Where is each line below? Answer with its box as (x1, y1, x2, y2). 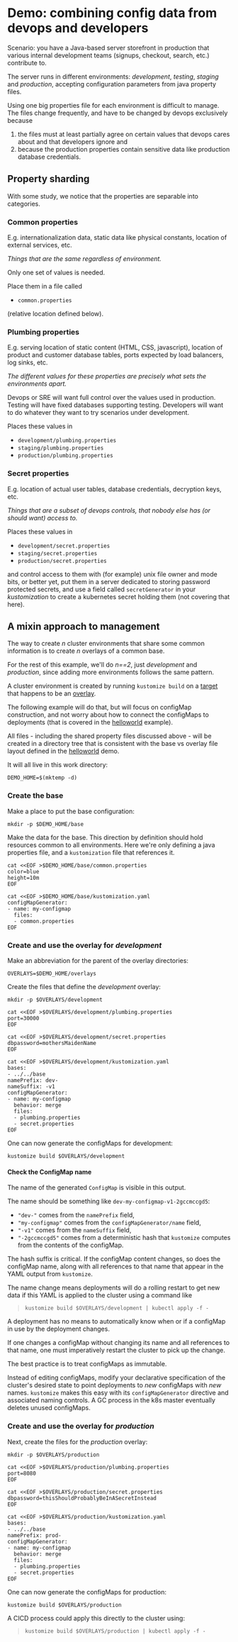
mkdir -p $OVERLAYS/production (7, 1451, 100, 1458)
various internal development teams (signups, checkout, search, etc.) (7, 51, 210, 60)
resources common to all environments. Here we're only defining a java (7, 840, 215, 849)
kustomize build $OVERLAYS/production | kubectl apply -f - (24, 1627, 206, 1635)
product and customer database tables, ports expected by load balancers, (7, 351, 225, 359)
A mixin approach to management (7, 620, 160, 632)
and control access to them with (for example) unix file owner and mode (7, 569, 217, 579)
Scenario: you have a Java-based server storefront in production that (7, 43, 210, 52)
